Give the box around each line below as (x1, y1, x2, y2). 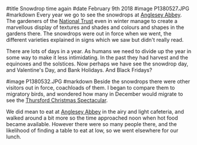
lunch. (6, 133, 22, 140)
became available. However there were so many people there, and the (6, 121, 177, 127)
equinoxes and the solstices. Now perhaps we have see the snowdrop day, (6, 60, 189, 67)
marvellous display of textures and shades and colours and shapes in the (6, 24, 185, 31)
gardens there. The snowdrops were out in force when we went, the (6, 30, 172, 37)
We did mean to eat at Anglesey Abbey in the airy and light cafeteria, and (6, 108, 185, 115)
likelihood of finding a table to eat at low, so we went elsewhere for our (6, 127, 179, 134)
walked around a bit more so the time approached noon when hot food (6, 114, 179, 121)
